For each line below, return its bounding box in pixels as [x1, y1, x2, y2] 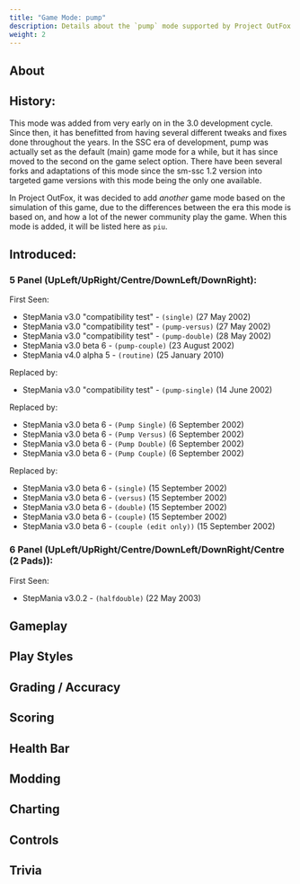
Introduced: [9, 246, 77, 261]
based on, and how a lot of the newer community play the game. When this [9, 211, 287, 222]
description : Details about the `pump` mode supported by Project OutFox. [9, 22, 296, 31]
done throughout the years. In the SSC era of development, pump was [9, 137, 269, 147]
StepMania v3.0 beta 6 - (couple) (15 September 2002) [22, 511, 227, 522]
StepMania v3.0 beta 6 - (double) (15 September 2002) [22, 502, 227, 513]
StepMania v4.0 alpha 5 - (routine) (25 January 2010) [22, 349, 225, 360]
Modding [9, 771, 61, 786]
